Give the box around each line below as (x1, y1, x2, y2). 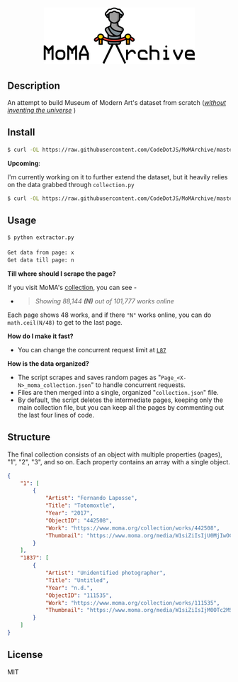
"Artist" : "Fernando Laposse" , (45, 495, 138, 502)
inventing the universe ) (7, 106, 76, 114)
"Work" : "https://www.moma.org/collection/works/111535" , (45, 599, 220, 606)
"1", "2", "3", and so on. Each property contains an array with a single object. (7, 457, 230, 466)
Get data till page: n (7, 257, 74, 264)
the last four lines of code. (17, 410, 94, 419)
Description (7, 79, 60, 91)
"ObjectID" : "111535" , (45, 592, 113, 599)
